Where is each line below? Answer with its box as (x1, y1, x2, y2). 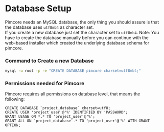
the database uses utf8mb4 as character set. (5, 24, 94, 30)
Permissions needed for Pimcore (5, 80, 85, 87)
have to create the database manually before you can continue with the (5, 35, 149, 41)
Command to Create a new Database (5, 57, 94, 64)
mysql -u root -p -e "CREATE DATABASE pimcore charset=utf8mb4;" (5, 68, 141, 73)
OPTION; (5, 123, 21, 128)
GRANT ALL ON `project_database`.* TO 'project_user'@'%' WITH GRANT (5, 118, 150, 124)
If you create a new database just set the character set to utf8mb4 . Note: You (5, 29, 159, 35)
